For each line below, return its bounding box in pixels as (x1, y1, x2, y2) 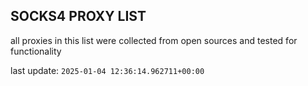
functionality (10, 45, 62, 57)
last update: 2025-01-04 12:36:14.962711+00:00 (10, 64, 205, 76)
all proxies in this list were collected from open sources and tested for (10, 34, 298, 46)
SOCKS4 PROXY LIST (10, 8, 147, 25)
